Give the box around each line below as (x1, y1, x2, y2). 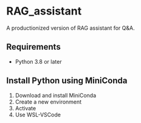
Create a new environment (15, 98, 82, 105)
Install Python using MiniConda (6, 76, 128, 86)
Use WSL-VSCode (15, 111, 61, 118)
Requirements (6, 42, 61, 52)
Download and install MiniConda (15, 91, 97, 99)
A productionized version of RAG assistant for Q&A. (6, 24, 135, 32)
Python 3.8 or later (15, 58, 62, 65)
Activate (15, 104, 36, 111)
